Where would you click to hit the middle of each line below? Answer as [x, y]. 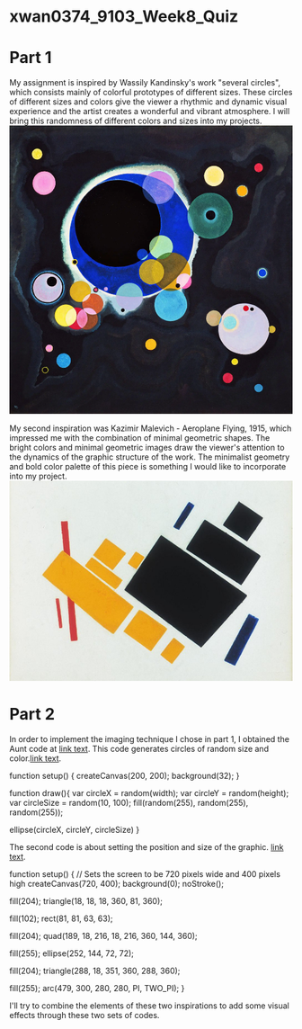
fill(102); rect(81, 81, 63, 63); [61, 918]
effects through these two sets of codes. [84, 1016]
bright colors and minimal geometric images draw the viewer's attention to [147, 448]
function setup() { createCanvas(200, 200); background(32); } [124, 776]
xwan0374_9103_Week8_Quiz [124, 17]
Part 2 [32, 715]
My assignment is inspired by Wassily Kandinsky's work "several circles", [145, 83]
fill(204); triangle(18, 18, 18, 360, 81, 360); [86, 901]
